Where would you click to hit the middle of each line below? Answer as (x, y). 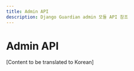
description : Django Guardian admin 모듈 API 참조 (67, 17)
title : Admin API (27, 11)
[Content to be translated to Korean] (50, 62)
